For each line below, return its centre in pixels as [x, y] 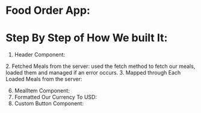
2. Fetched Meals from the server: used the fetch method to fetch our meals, [100, 66]
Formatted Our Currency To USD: [56, 97]
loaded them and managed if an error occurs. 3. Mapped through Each [93, 73]
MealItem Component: [42, 91]
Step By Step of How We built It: [87, 38]
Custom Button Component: [49, 103]
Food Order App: [48, 11]
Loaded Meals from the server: [44, 79]
